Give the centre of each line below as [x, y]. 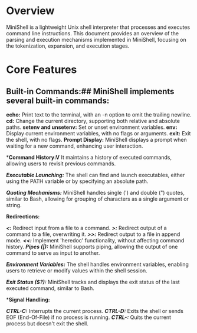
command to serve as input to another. [53, 253]
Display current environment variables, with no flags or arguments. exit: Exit [98, 133]
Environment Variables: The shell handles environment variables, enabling [97, 264]
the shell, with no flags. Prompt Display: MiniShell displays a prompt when [96, 139]
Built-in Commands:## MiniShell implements [90, 91]
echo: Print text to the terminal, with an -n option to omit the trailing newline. [99, 114]
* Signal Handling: [28, 299]
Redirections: [23, 217]
